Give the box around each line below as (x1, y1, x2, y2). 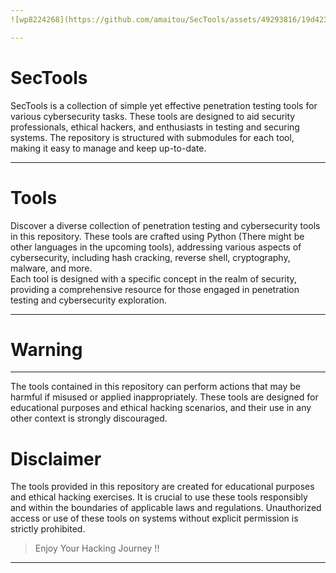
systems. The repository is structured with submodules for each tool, (10, 131, 295, 143)
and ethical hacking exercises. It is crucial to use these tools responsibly (10, 491, 308, 503)
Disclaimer (10, 447, 102, 470)
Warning (10, 338, 83, 361)
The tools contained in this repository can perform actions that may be (10, 381, 301, 393)
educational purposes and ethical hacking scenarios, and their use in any (10, 402, 312, 414)
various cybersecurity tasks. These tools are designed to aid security (10, 110, 296, 122)
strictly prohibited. (10, 523, 86, 535)
